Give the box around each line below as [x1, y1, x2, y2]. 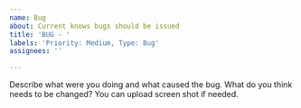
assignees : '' [9, 47, 63, 56]
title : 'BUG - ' [9, 30, 71, 39]
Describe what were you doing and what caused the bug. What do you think [9, 79, 293, 90]
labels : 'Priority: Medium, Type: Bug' [9, 38, 160, 48]
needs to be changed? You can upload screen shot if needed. [9, 89, 240, 100]
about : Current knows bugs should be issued [9, 22, 180, 31]
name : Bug [9, 13, 47, 22]
